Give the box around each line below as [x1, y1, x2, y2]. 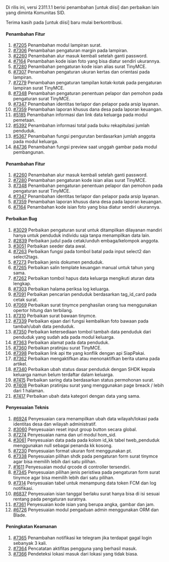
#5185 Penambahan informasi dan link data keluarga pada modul [13, 112, 148, 118]
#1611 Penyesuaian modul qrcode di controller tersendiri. [13, 464, 131, 470]
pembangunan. [13, 149, 45, 155]
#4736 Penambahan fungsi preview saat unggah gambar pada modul [13, 144, 157, 150]
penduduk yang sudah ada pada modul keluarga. [13, 334, 115, 340]
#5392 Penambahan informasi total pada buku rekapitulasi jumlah [13, 122, 150, 129]
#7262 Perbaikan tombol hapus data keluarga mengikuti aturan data [13, 275, 155, 281]
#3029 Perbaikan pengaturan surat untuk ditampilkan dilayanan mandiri [13, 227, 162, 233]
